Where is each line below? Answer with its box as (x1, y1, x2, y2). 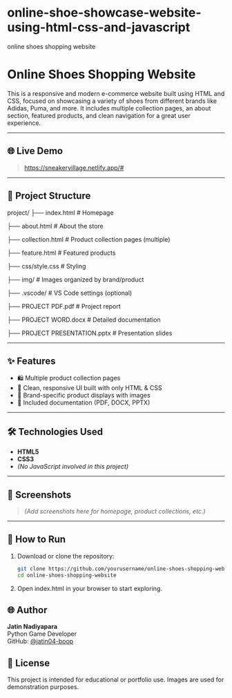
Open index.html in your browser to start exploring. (17, 584, 162, 592)
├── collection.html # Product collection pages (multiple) (7, 235, 171, 243)
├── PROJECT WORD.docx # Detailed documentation (7, 316, 161, 324)
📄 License (7, 657, 50, 669)
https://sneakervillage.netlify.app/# (23, 164, 124, 172)
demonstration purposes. (7, 683, 79, 691)
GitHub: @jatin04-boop (7, 637, 74, 646)
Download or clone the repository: (17, 552, 115, 560)
